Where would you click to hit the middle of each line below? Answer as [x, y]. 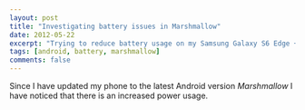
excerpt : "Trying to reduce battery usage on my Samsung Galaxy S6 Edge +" [156, 43]
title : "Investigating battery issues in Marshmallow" [115, 26]
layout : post [34, 18]
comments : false [40, 60]
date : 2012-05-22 [42, 35]
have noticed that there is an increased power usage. [109, 95]
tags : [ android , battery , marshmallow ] [85, 52]
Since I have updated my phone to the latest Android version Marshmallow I [151, 86]
